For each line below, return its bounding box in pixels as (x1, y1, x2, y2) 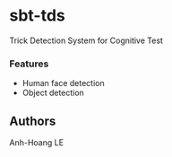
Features (9, 57, 49, 70)
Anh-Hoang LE (9, 137, 64, 148)
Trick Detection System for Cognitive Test (9, 35, 164, 46)
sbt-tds (9, 5, 65, 26)
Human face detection (21, 78, 105, 89)
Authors (9, 113, 56, 128)
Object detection (21, 87, 85, 99)
